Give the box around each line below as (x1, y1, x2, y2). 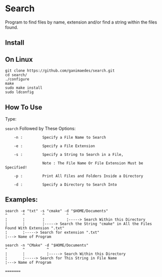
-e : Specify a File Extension (14, 143, 95, 149)
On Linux (5, 55, 33, 64)
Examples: (5, 196, 38, 204)
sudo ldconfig (5, 90, 34, 95)
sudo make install (5, 85, 43, 91)
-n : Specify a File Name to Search (14, 135, 106, 140)
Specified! (5, 165, 27, 170)
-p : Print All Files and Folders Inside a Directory (14, 174, 143, 178)
